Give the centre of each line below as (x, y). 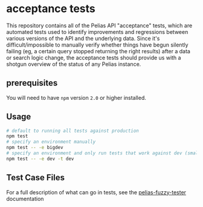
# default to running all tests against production (72, 131)
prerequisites (32, 83)
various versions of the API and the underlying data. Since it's (83, 38)
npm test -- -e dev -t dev (40, 159)
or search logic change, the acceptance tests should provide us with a (94, 57)
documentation (25, 199)
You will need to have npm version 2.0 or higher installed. (76, 97)
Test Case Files (36, 178)
